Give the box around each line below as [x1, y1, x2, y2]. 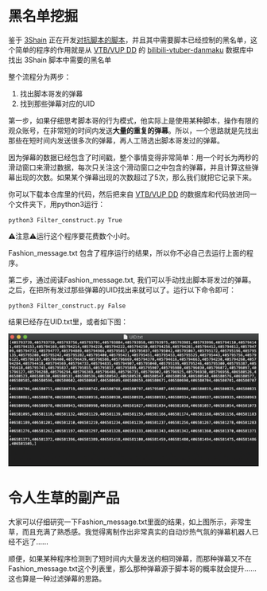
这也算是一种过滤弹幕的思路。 [8, 574, 106, 584]
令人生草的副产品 [8, 489, 121, 507]
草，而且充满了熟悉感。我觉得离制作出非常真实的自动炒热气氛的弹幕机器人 [8, 527, 252, 537]
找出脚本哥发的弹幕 [19, 88, 83, 98]
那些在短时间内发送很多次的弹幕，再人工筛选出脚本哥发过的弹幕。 [8, 135, 224, 145]
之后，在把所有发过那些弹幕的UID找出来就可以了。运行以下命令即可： [8, 284, 237, 295]
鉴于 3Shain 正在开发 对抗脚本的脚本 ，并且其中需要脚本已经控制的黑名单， [8, 35, 251, 45]
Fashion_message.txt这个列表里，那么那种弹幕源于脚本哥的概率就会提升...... [8, 564, 257, 573]
